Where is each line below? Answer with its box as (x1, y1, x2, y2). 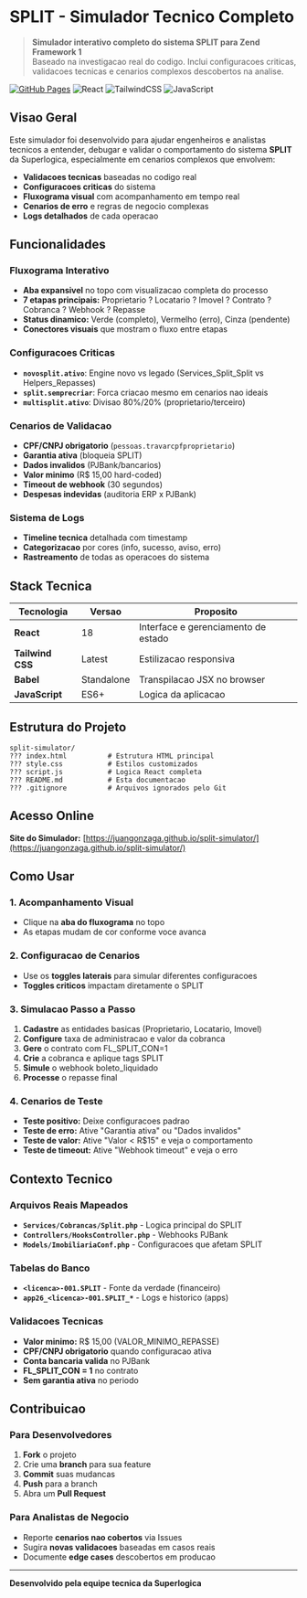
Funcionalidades (9, 237, 107, 252)
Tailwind (14, 647, 52, 660)
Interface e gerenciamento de (138, 621, 267, 634)
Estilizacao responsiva (138, 653, 236, 666)
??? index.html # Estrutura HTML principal (9, 751, 215, 761)
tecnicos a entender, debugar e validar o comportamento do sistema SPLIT (9, 144, 292, 154)
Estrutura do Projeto (9, 719, 127, 735)
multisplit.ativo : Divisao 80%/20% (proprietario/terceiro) (22, 396, 246, 408)
